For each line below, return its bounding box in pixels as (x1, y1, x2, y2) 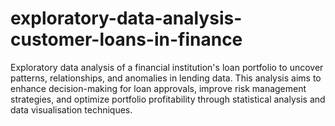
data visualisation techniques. (10, 103, 133, 116)
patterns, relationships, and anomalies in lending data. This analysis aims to (10, 72, 322, 84)
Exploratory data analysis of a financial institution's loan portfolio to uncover (10, 61, 324, 73)
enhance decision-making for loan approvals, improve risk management (10, 82, 307, 94)
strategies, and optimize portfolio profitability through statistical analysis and (10, 93, 326, 105)
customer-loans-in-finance (10, 28, 243, 51)
